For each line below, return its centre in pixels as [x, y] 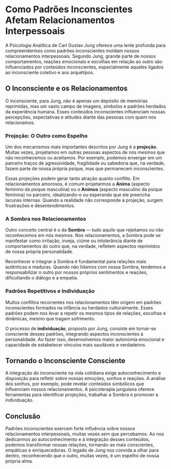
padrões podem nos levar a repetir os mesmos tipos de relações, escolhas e [86, 313]
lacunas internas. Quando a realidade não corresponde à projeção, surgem [84, 200]
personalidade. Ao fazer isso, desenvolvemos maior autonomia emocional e [85, 339]
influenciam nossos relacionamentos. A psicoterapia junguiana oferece [80, 389]
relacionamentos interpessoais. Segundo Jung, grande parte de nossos [81, 56]
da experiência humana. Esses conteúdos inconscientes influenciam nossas [85, 111]
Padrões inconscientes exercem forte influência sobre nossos [70, 429]
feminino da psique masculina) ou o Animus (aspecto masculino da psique [84, 190]
